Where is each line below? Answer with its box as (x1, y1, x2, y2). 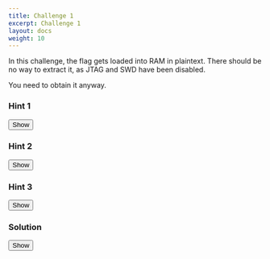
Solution (8, 222, 43, 233)
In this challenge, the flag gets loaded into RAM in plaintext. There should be (8, 56, 262, 66)
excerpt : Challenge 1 (8, 19, 81, 27)
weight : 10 (8, 34, 45, 43)
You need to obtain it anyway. (8, 80, 107, 90)
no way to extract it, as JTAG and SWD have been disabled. (8, 65, 206, 75)
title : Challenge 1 (8, 11, 74, 20)
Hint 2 (8, 141, 33, 152)
